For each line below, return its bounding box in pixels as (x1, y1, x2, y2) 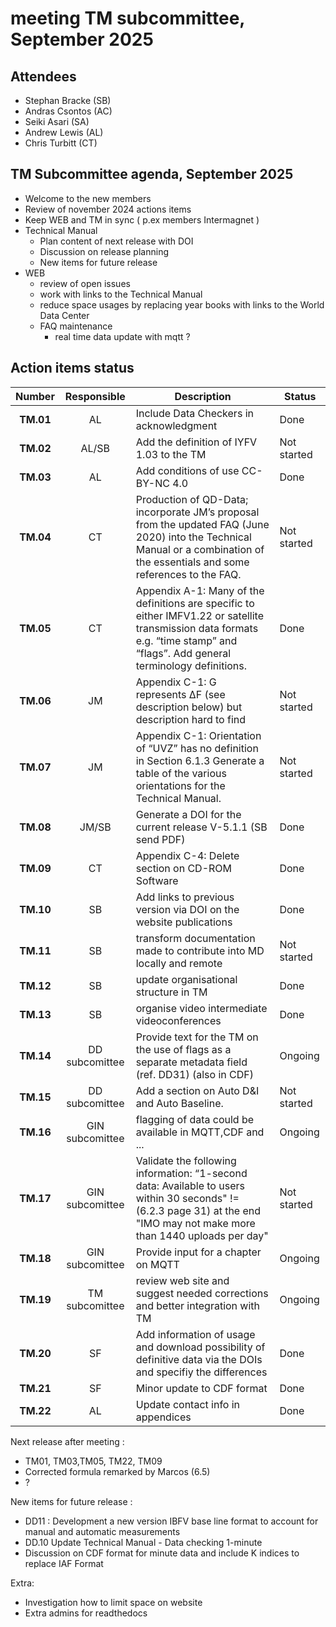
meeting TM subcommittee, (10, 7, 245, 30)
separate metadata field (135, 1055, 248, 1069)
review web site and (135, 1273, 230, 1287)
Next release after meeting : (10, 1435, 125, 1447)
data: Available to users (135, 1178, 245, 1192)
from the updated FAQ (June (135, 517, 270, 531)
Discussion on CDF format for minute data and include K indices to (24, 1547, 300, 1559)
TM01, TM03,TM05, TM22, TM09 (24, 1455, 163, 1467)
